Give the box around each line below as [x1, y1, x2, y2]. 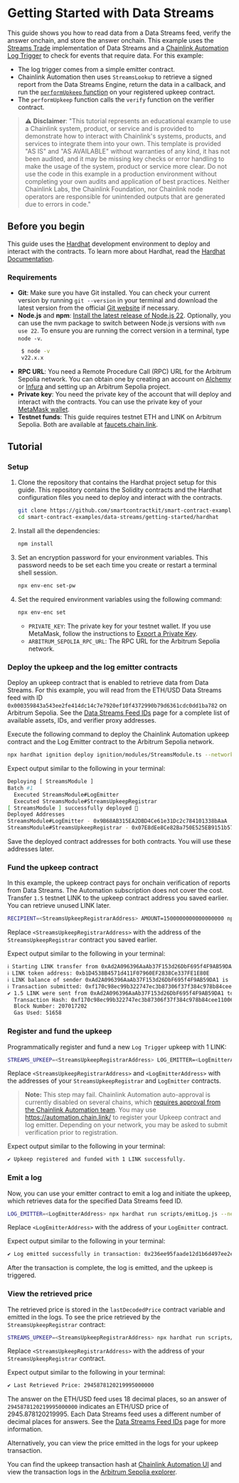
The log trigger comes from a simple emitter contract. [17, 65, 176, 73]
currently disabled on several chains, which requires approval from [24, 1098, 221, 1106]
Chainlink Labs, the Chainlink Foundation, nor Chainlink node [24, 184, 203, 193]
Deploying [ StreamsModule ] [7, 778, 94, 785]
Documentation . [7, 254, 55, 263]
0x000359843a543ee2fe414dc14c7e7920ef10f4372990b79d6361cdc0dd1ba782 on [7, 701, 228, 710]
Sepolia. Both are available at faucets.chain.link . [17, 420, 159, 429]
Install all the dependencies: [17, 527, 100, 535]
